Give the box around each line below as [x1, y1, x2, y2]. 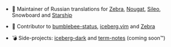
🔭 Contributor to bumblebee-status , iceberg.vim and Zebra [11, 23, 156, 30]
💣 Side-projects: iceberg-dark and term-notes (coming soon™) [11, 35, 166, 41]
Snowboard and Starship [11, 12, 73, 19]
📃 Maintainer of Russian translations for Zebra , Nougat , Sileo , [11, 6, 161, 12]
